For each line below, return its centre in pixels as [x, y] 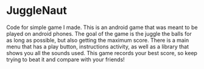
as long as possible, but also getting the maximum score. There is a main [98, 40]
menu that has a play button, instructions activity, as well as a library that [98, 47]
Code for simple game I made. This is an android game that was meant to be [102, 27]
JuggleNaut [37, 11]
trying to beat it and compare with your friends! [65, 59]
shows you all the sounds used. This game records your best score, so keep [102, 53]
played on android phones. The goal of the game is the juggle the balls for [99, 33]
